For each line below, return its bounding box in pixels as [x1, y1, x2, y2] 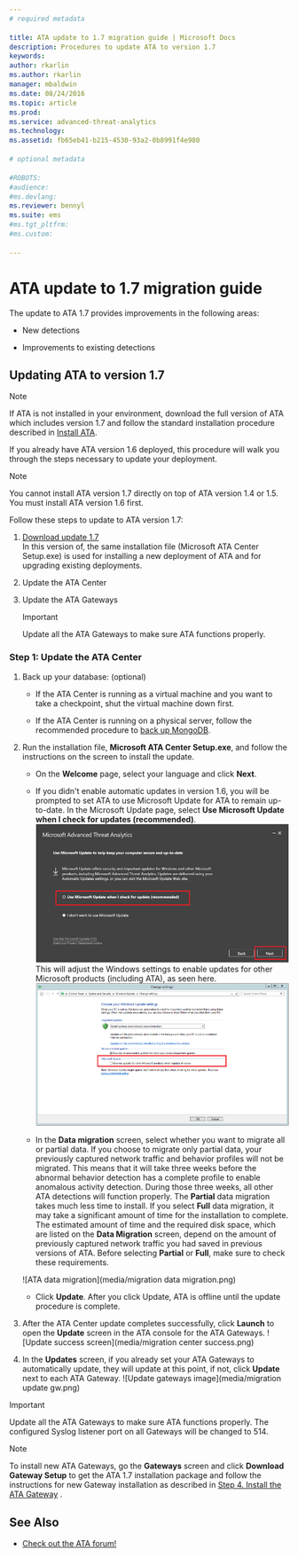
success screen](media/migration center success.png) [53, 1337, 255, 1348]
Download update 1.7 [21, 532, 99, 543]
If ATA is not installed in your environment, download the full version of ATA [9, 408, 284, 419]
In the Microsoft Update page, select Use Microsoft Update [66, 804, 286, 815]
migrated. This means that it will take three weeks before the [35, 1163, 257, 1174]
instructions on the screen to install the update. [21, 751, 195, 762]
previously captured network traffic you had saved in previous [35, 1239, 263, 1249]
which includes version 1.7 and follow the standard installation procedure [9, 418, 275, 429]
